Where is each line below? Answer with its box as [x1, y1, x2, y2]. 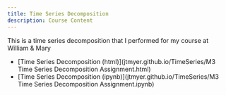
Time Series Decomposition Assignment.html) [17, 65, 151, 73]
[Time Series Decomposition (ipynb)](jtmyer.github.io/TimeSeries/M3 [17, 72, 219, 81]
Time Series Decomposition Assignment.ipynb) [17, 80, 155, 88]
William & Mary [7, 44, 52, 52]
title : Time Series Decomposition [7, 10, 109, 18]
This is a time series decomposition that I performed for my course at [7, 36, 209, 44]
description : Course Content [7, 17, 93, 24]
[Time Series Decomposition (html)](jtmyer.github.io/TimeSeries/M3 [17, 57, 216, 65]
